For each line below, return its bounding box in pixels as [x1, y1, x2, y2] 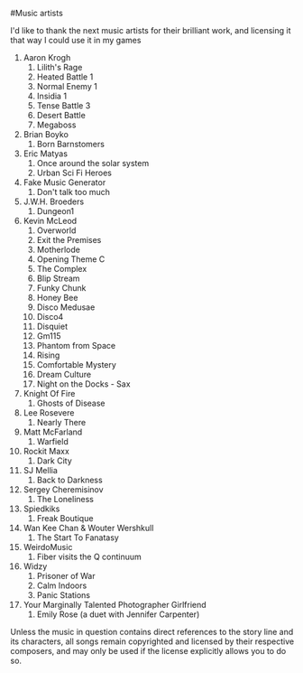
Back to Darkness [36, 474, 103, 485]
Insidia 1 [36, 90, 67, 101]
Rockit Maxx [23, 446, 70, 456]
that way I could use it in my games [10, 35, 142, 45]
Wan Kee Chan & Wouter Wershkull [23, 523, 154, 533]
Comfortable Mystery [36, 360, 116, 369]
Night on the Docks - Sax [36, 379, 131, 389]
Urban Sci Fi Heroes [36, 167, 112, 178]
